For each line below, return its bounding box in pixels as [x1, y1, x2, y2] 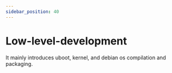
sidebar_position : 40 [5, 8, 60, 15]
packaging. [5, 60, 33, 67]
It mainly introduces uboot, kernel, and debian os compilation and [5, 54, 166, 61]
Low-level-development [5, 34, 127, 47]
